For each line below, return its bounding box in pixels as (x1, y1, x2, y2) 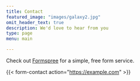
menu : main (6, 36, 33, 42)
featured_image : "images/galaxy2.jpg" (6, 14, 101, 20)
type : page (6, 31, 33, 36)
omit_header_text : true (6, 19, 64, 25)
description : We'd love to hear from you (6, 25, 109, 31)
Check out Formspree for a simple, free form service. (6, 57, 135, 64)
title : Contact (6, 8, 43, 15)
